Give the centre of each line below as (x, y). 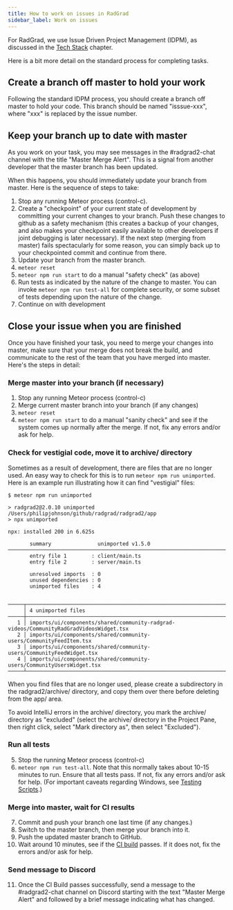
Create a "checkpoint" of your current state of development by (107, 209)
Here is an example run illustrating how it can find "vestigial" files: (102, 482)
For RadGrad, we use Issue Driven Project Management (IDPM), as (103, 40)
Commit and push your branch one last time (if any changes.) (105, 823)
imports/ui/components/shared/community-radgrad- (102, 622)
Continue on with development (62, 304)
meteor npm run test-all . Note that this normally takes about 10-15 (113, 767)
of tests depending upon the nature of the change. (90, 297)
